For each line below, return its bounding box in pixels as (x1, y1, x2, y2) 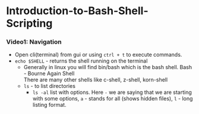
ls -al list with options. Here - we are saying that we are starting (32, 89, 192, 96)
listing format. (32, 102, 67, 109)
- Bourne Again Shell (23, 70, 75, 77)
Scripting (6, 17, 53, 30)
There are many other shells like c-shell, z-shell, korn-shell (23, 76, 168, 83)
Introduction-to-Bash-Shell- (6, 4, 149, 18)
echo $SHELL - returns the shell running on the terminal (14, 57, 148, 64)
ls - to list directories (23, 83, 76, 90)
